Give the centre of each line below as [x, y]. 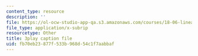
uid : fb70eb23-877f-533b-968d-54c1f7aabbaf [60, 44]
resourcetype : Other [32, 33]
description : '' [26, 17]
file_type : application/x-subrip [47, 28]
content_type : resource [35, 11]
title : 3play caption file [39, 38]
